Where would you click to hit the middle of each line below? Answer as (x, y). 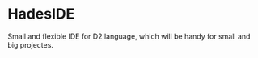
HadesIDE (41, 14)
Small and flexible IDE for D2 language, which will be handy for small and (129, 36)
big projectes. (31, 44)
